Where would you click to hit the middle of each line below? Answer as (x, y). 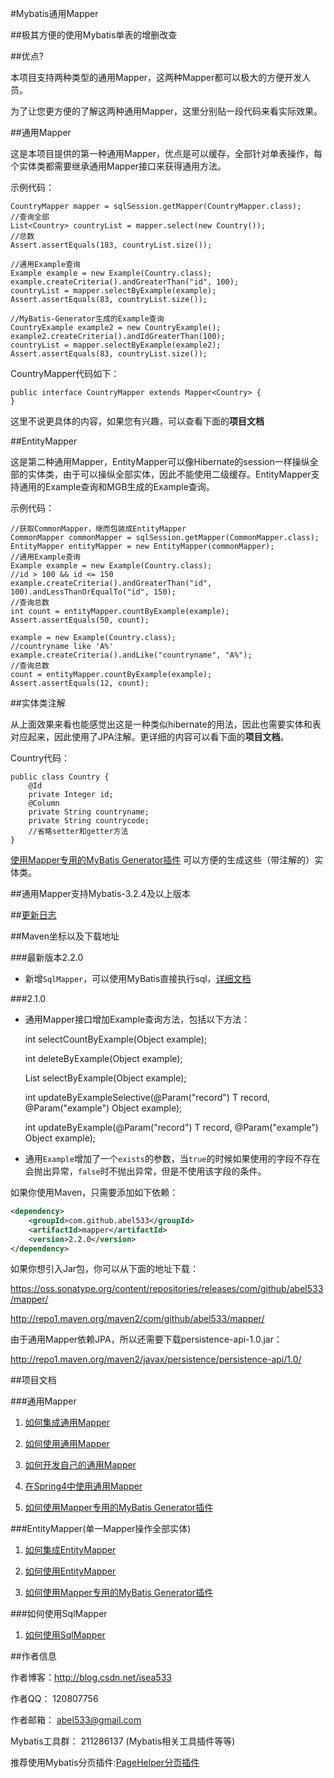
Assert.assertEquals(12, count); (80, 683)
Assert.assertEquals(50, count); (80, 620)
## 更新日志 (33, 915)
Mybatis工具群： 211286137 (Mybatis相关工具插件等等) (123, 1741)
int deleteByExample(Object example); (103, 1058)
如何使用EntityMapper (70, 1571)
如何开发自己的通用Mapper (80, 1465)
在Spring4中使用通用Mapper (83, 1486)
